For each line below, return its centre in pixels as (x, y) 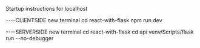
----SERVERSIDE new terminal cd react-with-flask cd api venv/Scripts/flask (100, 32)
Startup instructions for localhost (47, 9)
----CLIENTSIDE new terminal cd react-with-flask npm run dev (84, 20)
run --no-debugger (30, 38)
